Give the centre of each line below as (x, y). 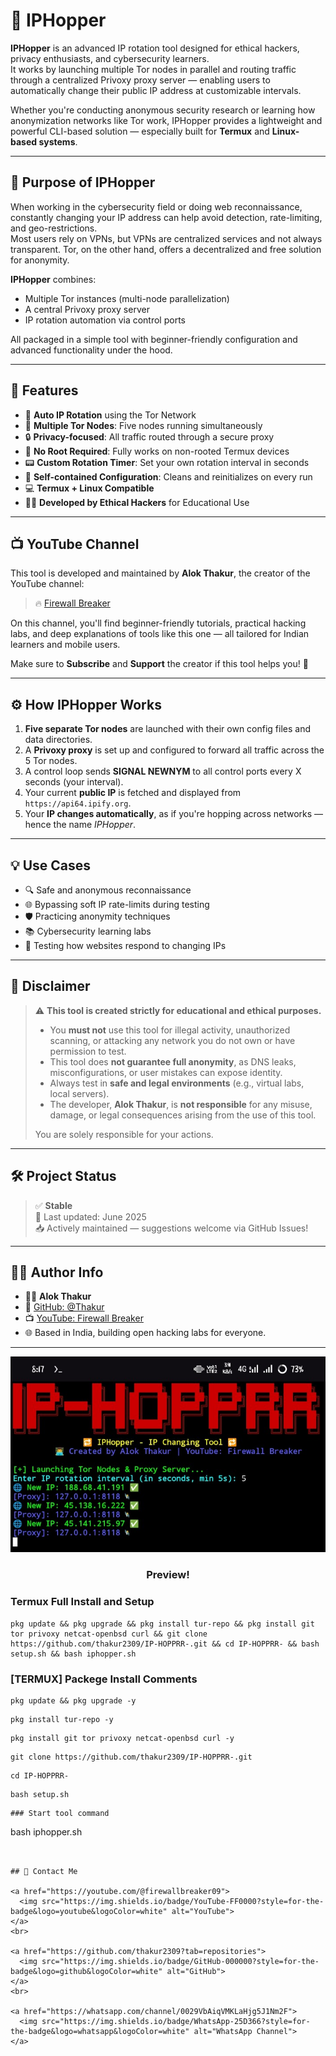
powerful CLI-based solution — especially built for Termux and (140, 131)
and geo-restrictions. (54, 228)
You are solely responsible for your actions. (124, 1134)
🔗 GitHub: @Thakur (64, 1307)
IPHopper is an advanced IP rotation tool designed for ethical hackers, (155, 48)
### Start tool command (60, 1813)
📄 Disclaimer (50, 986)
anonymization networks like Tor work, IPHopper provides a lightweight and (166, 120)
